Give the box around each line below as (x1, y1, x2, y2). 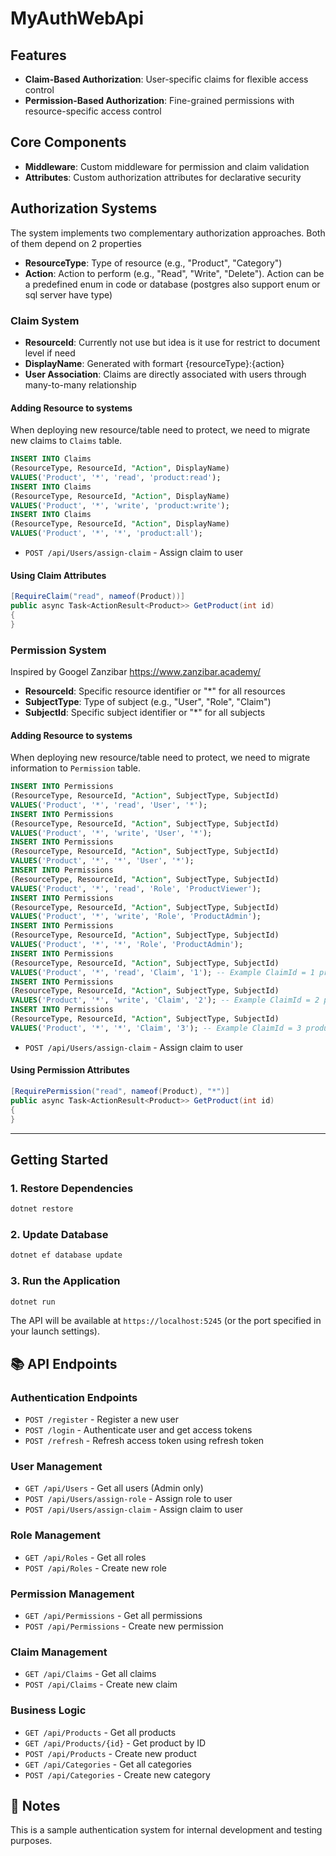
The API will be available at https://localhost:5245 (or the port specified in (10, 1315, 322, 1327)
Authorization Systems (10, 200, 158, 217)
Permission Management (10, 1587, 135, 1601)
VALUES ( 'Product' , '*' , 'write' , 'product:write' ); (10, 500, 230, 511)
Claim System (10, 313, 80, 327)
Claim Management (10, 1645, 108, 1659)
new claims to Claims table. (10, 435, 123, 447)
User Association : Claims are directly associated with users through (24, 368, 307, 380)
